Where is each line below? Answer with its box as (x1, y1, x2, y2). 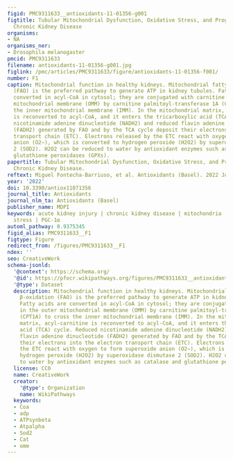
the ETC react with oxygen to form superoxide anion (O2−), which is (19, 346, 225, 352)
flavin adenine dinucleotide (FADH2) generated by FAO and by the (19, 332, 216, 340)
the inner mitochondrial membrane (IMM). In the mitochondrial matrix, (13, 107, 225, 114)
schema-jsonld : (7, 262, 51, 269)
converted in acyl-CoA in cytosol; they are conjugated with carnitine (13, 94, 225, 101)
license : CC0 (13, 365, 51, 372)
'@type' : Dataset (13, 281, 64, 288)
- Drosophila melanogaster (7, 49, 85, 56)
